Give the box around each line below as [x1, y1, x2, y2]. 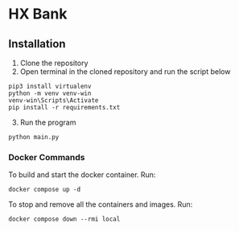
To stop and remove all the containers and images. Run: [8, 200, 193, 209]
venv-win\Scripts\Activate [8, 97, 99, 105]
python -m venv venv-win [8, 89, 92, 97]
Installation [8, 37, 66, 51]
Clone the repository [19, 58, 89, 68]
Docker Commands [8, 151, 86, 163]
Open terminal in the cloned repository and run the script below [19, 67, 231, 76]
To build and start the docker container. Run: [8, 170, 156, 179]
